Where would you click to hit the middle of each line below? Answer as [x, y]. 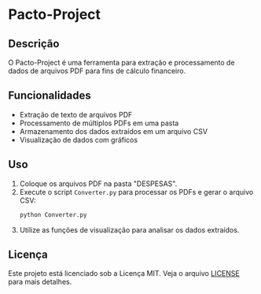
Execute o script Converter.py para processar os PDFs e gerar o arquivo [136, 192]
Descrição [34, 44]
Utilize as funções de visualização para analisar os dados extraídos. [129, 229]
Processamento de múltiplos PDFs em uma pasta [99, 123]
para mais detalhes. [40, 282]
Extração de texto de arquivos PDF [76, 114]
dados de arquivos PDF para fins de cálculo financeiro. [97, 71]
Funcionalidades [50, 96]
